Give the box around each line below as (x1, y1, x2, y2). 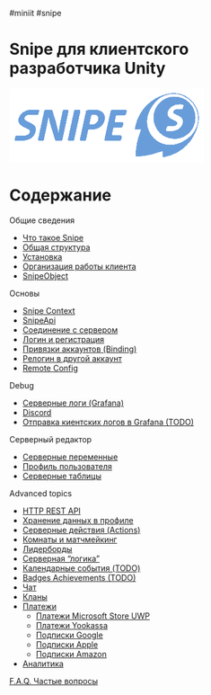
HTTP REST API (22, 505, 81, 516)
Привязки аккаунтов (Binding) (22, 343, 137, 354)
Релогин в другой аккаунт (22, 352, 123, 363)
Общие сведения (9, 215, 75, 226)
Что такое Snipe (22, 232, 84, 243)
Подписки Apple (35, 638, 99, 650)
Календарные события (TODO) (22, 562, 141, 574)
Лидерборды (22, 543, 73, 554)
